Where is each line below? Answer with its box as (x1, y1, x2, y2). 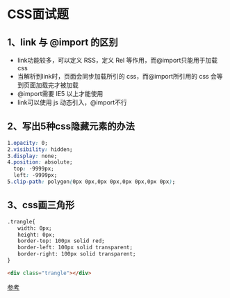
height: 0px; (17, 231, 56, 238)
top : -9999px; (13, 165, 54, 173)
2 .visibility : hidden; (7, 146, 73, 153)
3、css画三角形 (7, 199, 75, 211)
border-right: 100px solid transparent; (17, 251, 136, 258)
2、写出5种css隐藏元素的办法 (7, 120, 135, 132)
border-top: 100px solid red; (17, 237, 106, 244)
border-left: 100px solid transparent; (17, 244, 133, 251)
